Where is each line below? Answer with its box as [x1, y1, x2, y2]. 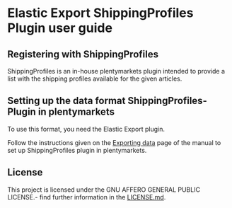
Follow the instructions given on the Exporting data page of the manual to [7, 138, 221, 146]
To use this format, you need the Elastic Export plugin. [7, 125, 165, 133]
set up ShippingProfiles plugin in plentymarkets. [7, 146, 147, 154]
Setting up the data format [7, 95, 126, 107]
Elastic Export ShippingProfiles [7, 5, 194, 21]
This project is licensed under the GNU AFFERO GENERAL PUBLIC [7, 185, 200, 194]
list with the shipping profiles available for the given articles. [7, 74, 182, 83]
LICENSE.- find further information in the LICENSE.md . [7, 192, 166, 201]
